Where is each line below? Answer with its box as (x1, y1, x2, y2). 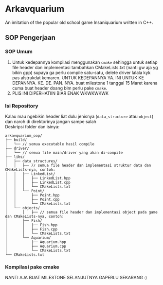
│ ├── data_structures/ (5, 159, 57, 163)
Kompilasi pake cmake (5, 264, 59, 270)
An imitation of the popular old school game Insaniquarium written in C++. (5, 19, 153, 25)
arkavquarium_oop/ (5, 133, 42, 138)
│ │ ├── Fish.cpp (5, 227, 57, 232)
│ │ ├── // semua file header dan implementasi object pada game (5, 210, 158, 214)
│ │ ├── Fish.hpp (5, 222, 57, 227)
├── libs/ (5, 154, 25, 159)
